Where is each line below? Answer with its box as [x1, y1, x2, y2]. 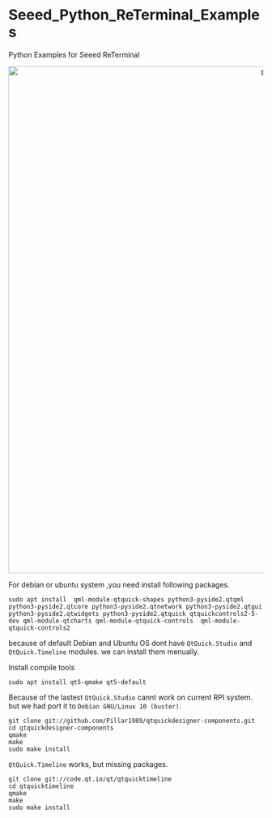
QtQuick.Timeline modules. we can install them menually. [8, 647, 200, 657]
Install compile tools [8, 662, 75, 672]
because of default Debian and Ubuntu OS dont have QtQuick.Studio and [8, 638, 253, 648]
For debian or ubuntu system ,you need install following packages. [8, 579, 230, 589]
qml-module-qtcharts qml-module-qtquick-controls [23, 617, 194, 625]
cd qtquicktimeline [8, 781, 74, 790]
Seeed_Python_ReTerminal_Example [8, 6, 261, 24]
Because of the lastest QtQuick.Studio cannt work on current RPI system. [8, 692, 253, 702]
